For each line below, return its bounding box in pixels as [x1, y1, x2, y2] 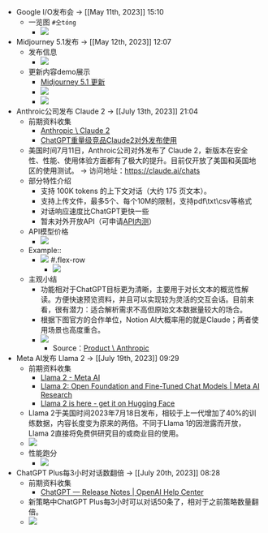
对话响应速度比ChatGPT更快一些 [40, 206, 149, 216]
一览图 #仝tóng [28, 17, 77, 27]
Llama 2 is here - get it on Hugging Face [40, 398, 175, 408]
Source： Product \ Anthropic [52, 343, 149, 353]
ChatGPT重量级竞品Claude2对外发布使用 [40, 135, 177, 144]
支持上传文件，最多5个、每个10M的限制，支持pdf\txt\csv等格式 [40, 196, 253, 205]
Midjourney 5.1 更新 [40, 77, 106, 87]
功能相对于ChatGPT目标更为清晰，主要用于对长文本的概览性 [40, 285, 242, 294]
